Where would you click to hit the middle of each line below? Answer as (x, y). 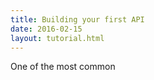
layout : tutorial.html (57, 38)
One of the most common (63, 67)
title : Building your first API (77, 19)
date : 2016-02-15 (46, 29)
